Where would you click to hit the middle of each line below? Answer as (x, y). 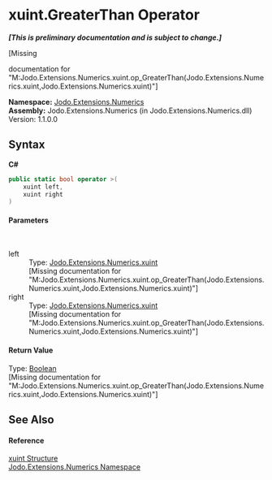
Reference (26, 440)
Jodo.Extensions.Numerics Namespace (74, 467)
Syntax (27, 145)
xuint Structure (33, 458)
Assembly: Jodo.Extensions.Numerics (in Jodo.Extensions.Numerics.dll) (130, 110)
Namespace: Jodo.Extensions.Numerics (76, 102)
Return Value (31, 350)
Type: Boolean (32, 368)
